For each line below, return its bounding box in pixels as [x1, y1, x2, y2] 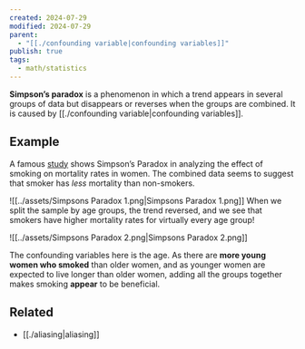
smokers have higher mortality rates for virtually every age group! [9, 214, 255, 225]
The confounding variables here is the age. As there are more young [9, 249, 266, 260]
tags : [9, 55, 30, 64]
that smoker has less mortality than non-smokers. [9, 178, 195, 189]
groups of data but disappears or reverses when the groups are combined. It [9, 98, 296, 109]
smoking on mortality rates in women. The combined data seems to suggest [9, 168, 294, 179]
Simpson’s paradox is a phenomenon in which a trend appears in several [9, 88, 283, 100]
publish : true [9, 47, 64, 56]
